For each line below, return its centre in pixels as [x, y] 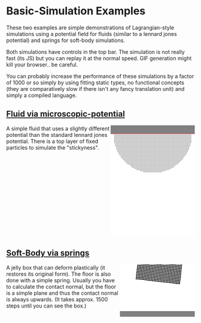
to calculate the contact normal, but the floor [61, 287]
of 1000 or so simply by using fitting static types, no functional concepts [95, 83]
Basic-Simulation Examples [76, 11]
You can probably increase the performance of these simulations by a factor [100, 76]
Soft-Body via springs [48, 253]
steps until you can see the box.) [46, 306]
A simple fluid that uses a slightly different [58, 128]
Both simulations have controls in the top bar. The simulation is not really [96, 51]
